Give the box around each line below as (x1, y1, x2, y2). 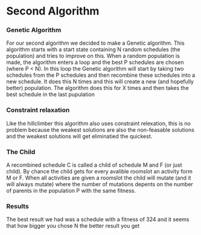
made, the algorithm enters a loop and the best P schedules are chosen (6, 59, 184, 66)
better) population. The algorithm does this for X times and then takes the (6, 85, 189, 92)
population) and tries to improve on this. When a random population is (6, 53, 180, 60)
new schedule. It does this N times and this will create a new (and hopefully (6, 78, 194, 85)
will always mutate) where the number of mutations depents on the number (6, 181, 193, 188)
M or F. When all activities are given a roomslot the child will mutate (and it (6, 174, 191, 182)
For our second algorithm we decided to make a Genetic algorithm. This (6, 39, 185, 47)
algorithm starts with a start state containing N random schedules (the (6, 46, 180, 53)
